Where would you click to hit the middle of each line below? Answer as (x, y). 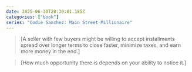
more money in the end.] (50, 52)
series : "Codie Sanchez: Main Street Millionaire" (69, 22)
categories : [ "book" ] (33, 17)
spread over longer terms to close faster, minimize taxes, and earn (101, 45)
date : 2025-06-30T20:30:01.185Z (46, 11)
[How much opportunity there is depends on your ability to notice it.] (103, 63)
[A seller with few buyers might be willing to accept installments (97, 39)
